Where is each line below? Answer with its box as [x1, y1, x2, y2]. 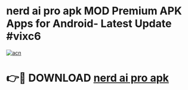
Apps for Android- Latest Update [6, 17, 172, 30]
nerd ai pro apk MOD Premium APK [6, 4, 182, 18]
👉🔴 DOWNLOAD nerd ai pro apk [6, 72, 169, 85]
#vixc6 [6, 30, 41, 43]
